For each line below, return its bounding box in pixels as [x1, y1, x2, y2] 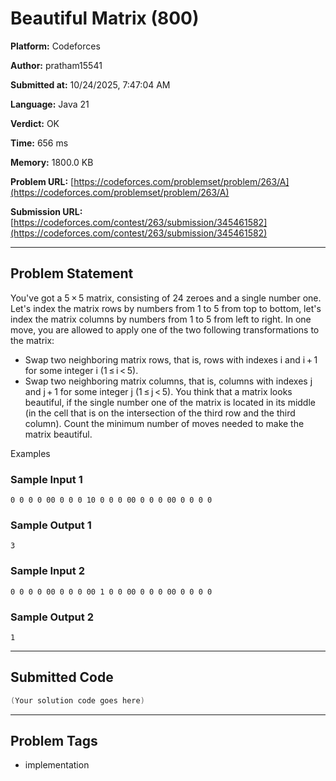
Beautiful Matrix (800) [10, 7, 200, 30]
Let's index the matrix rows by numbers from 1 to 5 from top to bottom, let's [10, 302, 322, 314]
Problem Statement [10, 265, 134, 282]
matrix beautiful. [24, 428, 93, 440]
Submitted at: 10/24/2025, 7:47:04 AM [10, 78, 171, 91]
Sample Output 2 [10, 610, 94, 624]
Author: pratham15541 [10, 59, 103, 71]
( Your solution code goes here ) [10, 695, 145, 706]
